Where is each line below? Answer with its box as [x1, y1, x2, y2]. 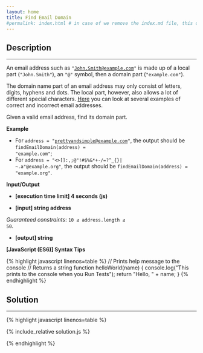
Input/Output [6, 181, 40, 188]
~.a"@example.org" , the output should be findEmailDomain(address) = [14, 163, 188, 170]
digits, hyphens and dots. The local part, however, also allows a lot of [6, 89, 178, 96]
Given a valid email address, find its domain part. [6, 113, 128, 121]
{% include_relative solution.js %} [6, 328, 91, 335]
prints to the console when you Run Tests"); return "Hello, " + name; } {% [6, 271, 189, 278]
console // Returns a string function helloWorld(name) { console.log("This [6, 264, 189, 271]
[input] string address [14, 204, 71, 212]
